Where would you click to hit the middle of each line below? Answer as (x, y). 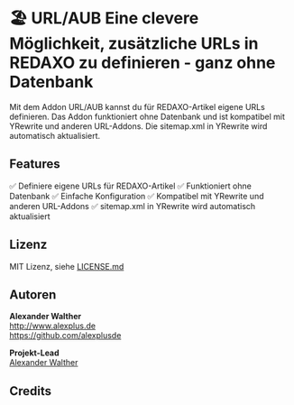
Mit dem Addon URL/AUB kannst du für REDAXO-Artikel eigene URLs (138, 106)
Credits (31, 391)
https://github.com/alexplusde (65, 336)
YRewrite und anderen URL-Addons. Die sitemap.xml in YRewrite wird (138, 126)
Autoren (33, 295)
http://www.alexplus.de (53, 326)
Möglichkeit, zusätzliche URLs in (134, 44)
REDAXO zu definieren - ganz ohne (142, 63)
